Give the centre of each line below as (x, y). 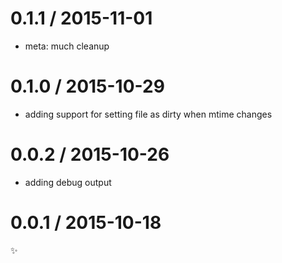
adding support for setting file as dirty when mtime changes (148, 114)
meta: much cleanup (67, 46)
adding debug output (68, 182)
